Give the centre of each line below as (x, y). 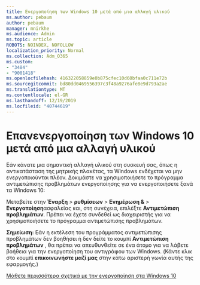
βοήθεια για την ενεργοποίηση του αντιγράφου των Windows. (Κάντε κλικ (99, 252)
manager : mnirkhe (28, 28)
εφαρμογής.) (22, 264)
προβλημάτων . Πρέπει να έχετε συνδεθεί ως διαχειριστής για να (88, 214)
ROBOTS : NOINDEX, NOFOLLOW (40, 45)
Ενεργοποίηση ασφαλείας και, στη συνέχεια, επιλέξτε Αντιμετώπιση (93, 208)
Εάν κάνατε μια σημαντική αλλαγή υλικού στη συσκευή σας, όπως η (92, 165)
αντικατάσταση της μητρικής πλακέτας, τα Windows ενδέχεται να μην (94, 171)
